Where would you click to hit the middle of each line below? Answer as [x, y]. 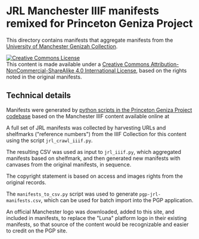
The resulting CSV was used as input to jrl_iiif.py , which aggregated [94, 152]
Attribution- [165, 64]
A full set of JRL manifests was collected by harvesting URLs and [86, 128]
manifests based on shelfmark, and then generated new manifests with [93, 158]
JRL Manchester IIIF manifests [83, 11]
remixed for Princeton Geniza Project [99, 23]
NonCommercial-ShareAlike [40, 70]
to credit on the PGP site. [37, 231]
